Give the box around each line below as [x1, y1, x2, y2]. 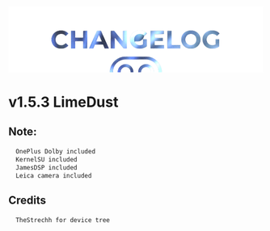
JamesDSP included [15, 163, 78, 171]
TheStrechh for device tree [15, 216, 111, 224]
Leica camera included [15, 171, 92, 179]
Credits [8, 194, 47, 208]
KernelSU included [15, 155, 78, 163]
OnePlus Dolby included [15, 147, 95, 155]
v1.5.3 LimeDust [8, 93, 119, 111]
